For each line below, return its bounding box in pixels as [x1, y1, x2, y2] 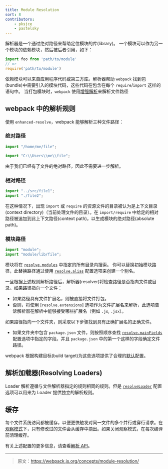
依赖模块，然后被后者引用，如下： [22, 47, 93, 53]
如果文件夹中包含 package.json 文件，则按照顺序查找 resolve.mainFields [12, 329, 162, 335]
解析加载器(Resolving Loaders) [5, 369, 102, 377]
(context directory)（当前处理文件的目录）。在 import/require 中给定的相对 [5, 209, 159, 215]
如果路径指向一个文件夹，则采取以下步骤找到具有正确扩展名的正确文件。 [5, 318, 154, 324]
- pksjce [14, 21, 32, 27]
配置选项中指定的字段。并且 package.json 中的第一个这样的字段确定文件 [12, 335, 160, 341]
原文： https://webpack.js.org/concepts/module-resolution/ [17, 458, 139, 464]
